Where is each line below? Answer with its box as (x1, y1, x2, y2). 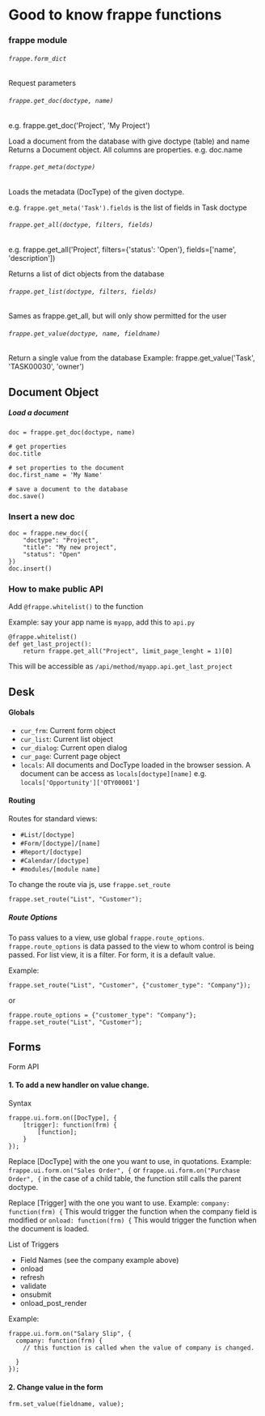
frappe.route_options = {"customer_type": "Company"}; (8, 1011, 197, 1020)
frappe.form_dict (8, 54, 67, 62)
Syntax (8, 1098, 32, 1108)
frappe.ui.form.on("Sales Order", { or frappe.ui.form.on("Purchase (8, 1165, 241, 1175)
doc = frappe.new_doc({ (8, 529, 89, 537)
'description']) (8, 253, 56, 262)
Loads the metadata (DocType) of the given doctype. (8, 186, 185, 196)
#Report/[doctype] (19, 848, 82, 856)
